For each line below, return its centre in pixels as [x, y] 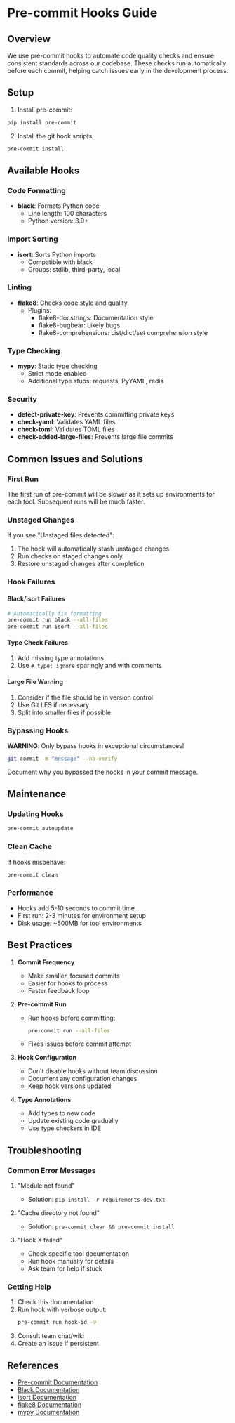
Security [22, 400]
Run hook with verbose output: [62, 1310]
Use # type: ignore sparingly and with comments [90, 666]
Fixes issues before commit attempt [80, 1044]
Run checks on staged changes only [70, 556]
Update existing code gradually [73, 1121]
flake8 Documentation [49, 1405]
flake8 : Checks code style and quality [72, 303]
